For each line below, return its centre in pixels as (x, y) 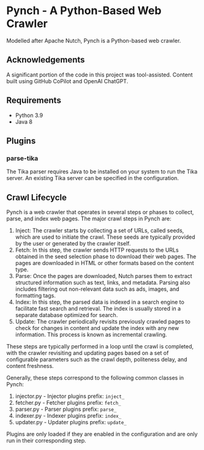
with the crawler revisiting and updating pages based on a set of (88, 353)
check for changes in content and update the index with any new (97, 328)
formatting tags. (36, 296)
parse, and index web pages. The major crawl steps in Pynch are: (89, 219)
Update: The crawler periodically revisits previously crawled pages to (103, 321)
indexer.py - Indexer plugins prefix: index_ (68, 416)
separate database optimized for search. (66, 315)
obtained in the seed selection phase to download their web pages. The (106, 257)
